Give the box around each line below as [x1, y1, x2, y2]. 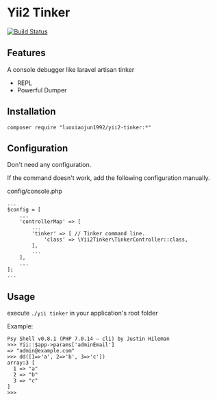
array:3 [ [7, 359, 36, 367]
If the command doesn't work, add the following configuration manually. [7, 174, 210, 182]
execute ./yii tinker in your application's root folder [7, 309, 158, 318]
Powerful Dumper [16, 86, 67, 94]
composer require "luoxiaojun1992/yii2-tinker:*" [7, 124, 152, 131]
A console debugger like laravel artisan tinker [7, 65, 135, 73]
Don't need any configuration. [7, 161, 92, 169]
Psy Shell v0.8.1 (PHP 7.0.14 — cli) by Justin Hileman [7, 335, 170, 343]
